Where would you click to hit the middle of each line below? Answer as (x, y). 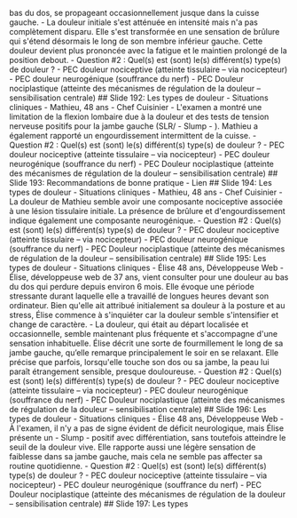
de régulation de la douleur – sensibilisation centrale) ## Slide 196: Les (138, 409)
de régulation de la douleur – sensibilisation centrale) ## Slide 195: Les (138, 258)
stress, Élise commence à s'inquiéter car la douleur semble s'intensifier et (144, 315)
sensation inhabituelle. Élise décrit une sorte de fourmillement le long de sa (146, 343)
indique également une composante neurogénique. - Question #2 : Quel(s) (145, 220)
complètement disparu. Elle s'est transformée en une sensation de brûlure (145, 32)
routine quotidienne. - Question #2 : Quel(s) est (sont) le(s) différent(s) (138, 466)
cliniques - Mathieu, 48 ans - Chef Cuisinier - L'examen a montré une (136, 107)
